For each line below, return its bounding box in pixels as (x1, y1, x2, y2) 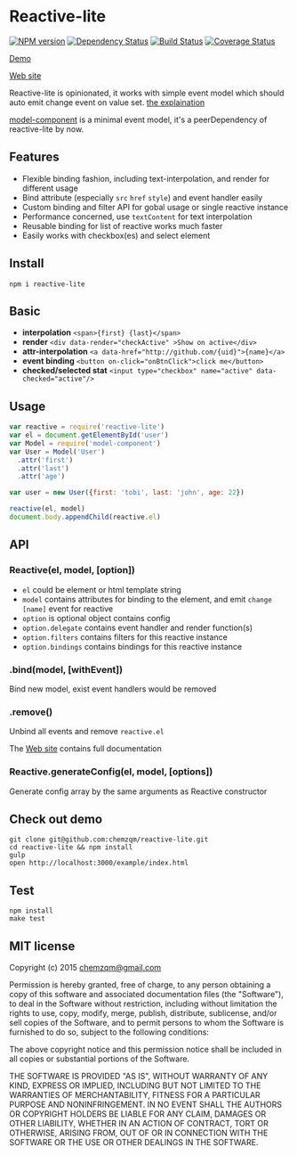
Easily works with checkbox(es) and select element (21, 230, 211, 241)
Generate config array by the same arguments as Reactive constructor (9, 786, 268, 797)
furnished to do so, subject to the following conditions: (9, 1027, 209, 1037)
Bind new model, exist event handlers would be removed (9, 684, 217, 694)
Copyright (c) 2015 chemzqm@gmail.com (9, 962, 162, 972)
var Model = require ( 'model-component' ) (9, 438, 162, 447)
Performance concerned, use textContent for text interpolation (21, 211, 253, 222)
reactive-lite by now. (9, 123, 84, 135)
